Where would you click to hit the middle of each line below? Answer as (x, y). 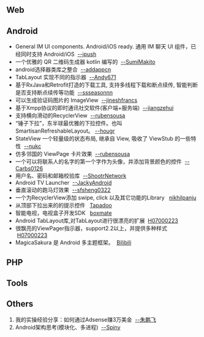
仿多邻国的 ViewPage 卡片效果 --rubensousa (73, 154)
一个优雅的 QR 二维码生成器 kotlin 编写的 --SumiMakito (85, 62)
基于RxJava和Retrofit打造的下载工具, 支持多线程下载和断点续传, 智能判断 (106, 85)
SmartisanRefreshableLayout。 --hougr (65, 131)
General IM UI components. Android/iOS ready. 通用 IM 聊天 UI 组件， (103, 47)
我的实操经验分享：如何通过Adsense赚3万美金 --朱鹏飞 (85, 319)
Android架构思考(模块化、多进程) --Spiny (68, 327)
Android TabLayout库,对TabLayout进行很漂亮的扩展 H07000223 (97, 221)
